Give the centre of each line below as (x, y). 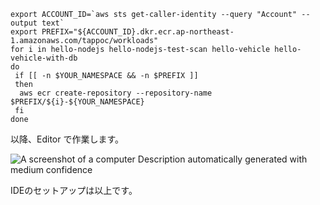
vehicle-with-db (44, 58)
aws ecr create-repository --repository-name (116, 93)
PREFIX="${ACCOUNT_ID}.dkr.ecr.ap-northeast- (138, 32)
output (24, 23)
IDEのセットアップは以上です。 (74, 190)
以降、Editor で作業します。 (67, 139)
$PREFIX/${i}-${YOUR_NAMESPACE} (77, 102)
